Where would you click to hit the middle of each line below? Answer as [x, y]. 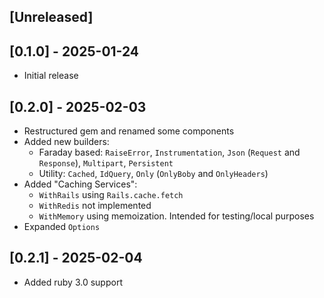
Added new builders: [66, 142]
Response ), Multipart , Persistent [106, 163]
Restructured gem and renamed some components [129, 131]
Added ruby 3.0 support [73, 282]
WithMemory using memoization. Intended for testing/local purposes [176, 216]
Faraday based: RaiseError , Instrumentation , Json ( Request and [169, 152]
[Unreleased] [51, 17]
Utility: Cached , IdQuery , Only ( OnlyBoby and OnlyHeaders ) [153, 174]
